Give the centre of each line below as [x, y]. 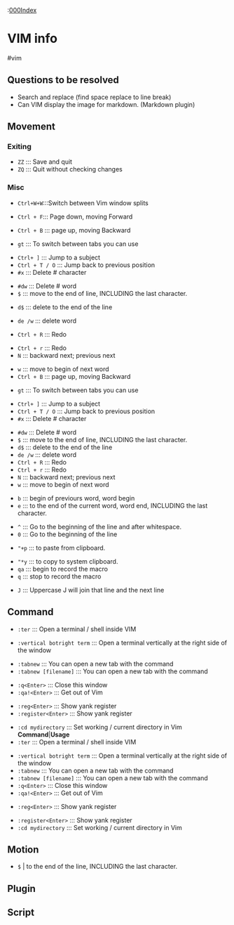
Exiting [19, 147]
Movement [32, 127]
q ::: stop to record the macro [59, 576]
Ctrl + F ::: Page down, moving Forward [75, 216]
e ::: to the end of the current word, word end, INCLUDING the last [112, 505]
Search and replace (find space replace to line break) [94, 97]
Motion [23, 849]
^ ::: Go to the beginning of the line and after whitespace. [99, 526]
